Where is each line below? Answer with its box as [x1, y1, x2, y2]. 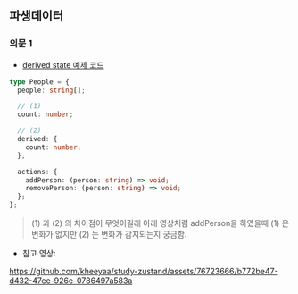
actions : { [17, 167, 58, 176]
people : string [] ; [17, 86, 87, 95]
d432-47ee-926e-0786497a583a [9, 275, 133, 286]
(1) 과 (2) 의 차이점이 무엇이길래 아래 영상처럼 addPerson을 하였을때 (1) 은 [30, 218, 290, 229]
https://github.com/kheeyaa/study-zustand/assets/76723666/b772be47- [9, 266, 278, 277]
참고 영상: [21, 248, 56, 259]
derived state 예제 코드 [21, 59, 104, 70]
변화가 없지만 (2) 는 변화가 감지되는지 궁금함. [30, 229, 187, 239]
